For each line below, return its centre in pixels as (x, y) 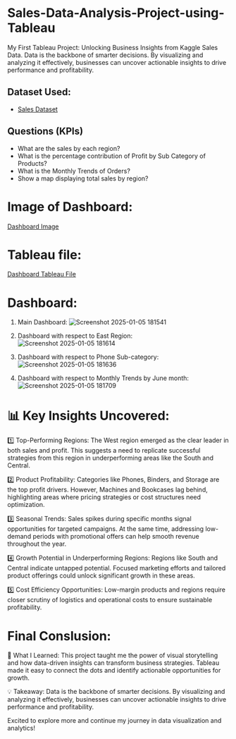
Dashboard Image (33, 226)
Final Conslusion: (59, 636)
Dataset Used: (39, 92)
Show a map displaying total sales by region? (83, 178)
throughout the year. (37, 544)
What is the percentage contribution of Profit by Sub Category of (112, 156)
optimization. (26, 505)
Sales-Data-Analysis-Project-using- (116, 13)
